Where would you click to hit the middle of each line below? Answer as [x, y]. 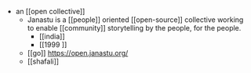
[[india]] [52, 36]
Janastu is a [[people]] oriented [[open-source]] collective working [135, 20]
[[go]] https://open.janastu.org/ [78, 53]
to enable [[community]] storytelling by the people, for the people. [134, 28]
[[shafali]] [43, 61]
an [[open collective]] [50, 11]
